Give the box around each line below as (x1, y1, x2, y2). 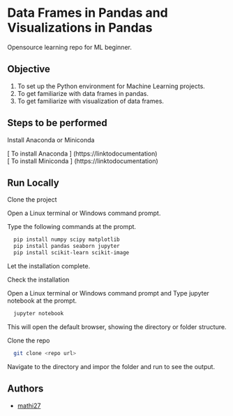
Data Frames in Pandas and (7, 5, 169, 21)
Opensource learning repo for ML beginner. (7, 43, 133, 51)
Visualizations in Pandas (7, 20, 153, 36)
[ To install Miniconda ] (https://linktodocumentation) (7, 156, 158, 165)
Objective (7, 63, 51, 75)
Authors (7, 383, 44, 395)
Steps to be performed (7, 117, 107, 129)
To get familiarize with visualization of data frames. (17, 97, 164, 105)
